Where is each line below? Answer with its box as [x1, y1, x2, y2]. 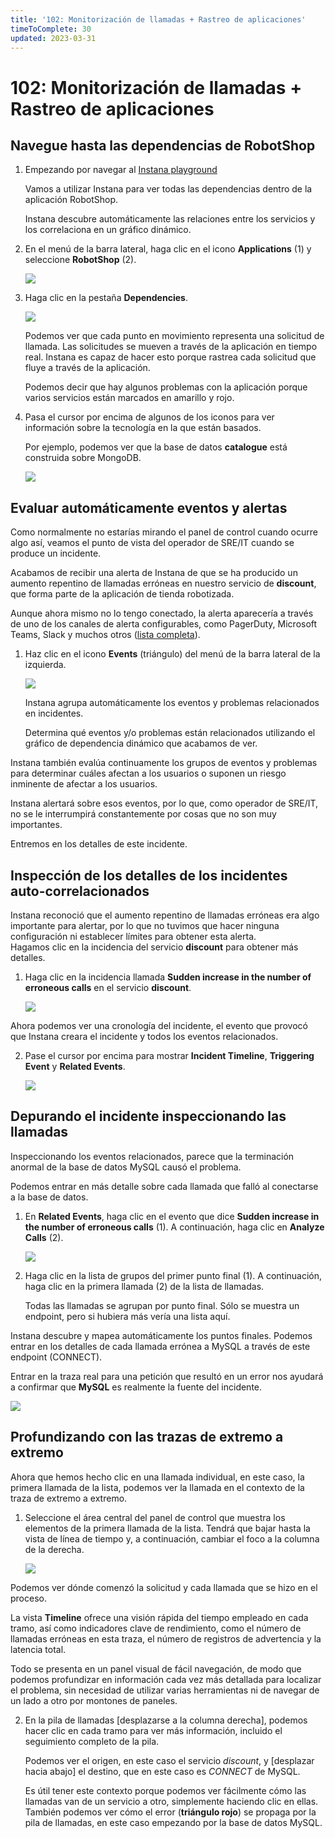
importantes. [10, 819, 63, 831]
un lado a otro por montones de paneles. [10, 1694, 178, 1706]
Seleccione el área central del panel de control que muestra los [24, 1511, 286, 1523]
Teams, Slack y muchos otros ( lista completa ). [10, 629, 201, 641]
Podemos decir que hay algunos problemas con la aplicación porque [24, 381, 308, 393]
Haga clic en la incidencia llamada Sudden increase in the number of [24, 971, 312, 983]
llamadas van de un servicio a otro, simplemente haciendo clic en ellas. [24, 1795, 319, 1807]
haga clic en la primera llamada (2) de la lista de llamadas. [24, 1280, 265, 1292]
